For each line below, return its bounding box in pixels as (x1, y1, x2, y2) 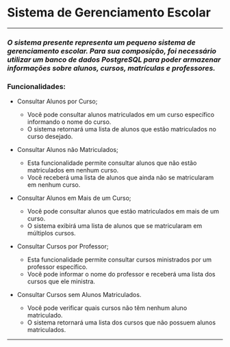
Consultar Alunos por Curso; (16, 97, 98, 105)
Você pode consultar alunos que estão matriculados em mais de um (27, 207, 219, 216)
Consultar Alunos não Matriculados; (16, 146, 118, 154)
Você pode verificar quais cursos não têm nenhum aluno (27, 304, 188, 312)
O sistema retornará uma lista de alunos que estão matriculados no (27, 125, 217, 133)
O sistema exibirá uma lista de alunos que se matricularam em (27, 222, 203, 230)
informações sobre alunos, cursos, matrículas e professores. (7, 63, 216, 73)
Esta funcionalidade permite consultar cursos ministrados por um (27, 255, 212, 264)
